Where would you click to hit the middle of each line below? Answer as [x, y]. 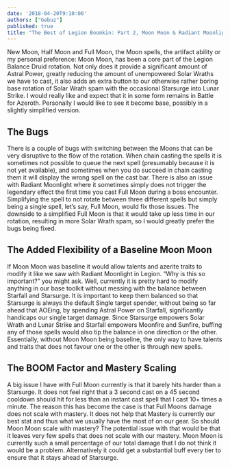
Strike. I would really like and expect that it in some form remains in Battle [111, 96]
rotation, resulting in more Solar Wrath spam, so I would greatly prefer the [111, 221]
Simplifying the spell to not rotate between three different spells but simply [112, 199]
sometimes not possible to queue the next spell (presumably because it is [111, 163]
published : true [30, 26]
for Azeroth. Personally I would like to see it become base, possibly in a [107, 103]
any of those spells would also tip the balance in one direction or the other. [112, 332]
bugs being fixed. [32, 229]
